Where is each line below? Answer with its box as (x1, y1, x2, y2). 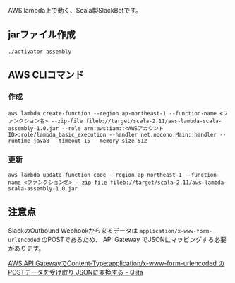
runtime (8, 137, 31, 144)
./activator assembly (8, 48, 72, 55)
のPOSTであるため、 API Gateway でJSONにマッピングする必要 (41, 235, 227, 243)
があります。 (8, 243, 45, 253)
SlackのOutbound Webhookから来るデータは (8, 226, 138, 235)
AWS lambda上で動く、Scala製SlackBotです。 (8, 6, 142, 14)
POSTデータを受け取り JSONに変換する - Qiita (8, 267, 144, 276)
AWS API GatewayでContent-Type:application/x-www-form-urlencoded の (8, 259, 225, 267)
